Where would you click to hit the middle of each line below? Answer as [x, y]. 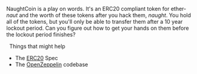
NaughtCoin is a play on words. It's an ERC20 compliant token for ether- [96, 9]
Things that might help [37, 46]
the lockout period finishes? [41, 35]
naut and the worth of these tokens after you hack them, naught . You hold [99, 15]
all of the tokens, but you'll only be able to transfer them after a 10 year [95, 22]
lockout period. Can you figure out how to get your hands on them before [98, 28]
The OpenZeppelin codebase [52, 64]
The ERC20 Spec [36, 58]
